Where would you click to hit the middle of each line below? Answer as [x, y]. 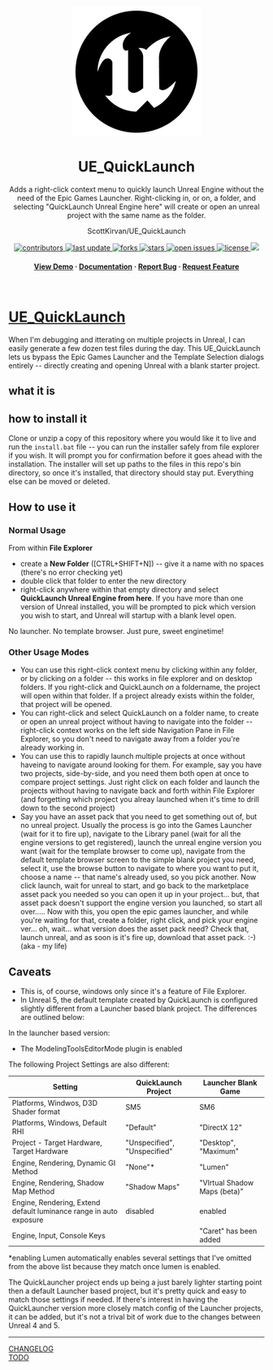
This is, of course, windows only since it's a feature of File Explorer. [133, 991]
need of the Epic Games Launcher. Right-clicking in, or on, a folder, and [136, 197]
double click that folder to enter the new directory [103, 581]
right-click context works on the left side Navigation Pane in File [127, 731]
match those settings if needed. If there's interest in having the [113, 1299]
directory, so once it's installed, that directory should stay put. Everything [131, 473]
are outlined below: [52, 1017]
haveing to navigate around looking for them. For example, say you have [141, 765]
